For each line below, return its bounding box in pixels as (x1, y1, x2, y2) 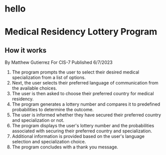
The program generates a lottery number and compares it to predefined (12, 101, 160, 107)
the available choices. (12, 85, 57, 91)
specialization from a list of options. (12, 74, 86, 81)
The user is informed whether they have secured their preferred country (12, 112, 161, 118)
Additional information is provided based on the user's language (12, 133, 145, 139)
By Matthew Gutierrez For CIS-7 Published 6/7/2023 (5, 59, 113, 65)
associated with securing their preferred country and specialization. (12, 128, 152, 134)
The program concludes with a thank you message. (12, 144, 118, 150)
